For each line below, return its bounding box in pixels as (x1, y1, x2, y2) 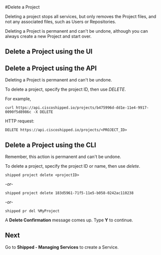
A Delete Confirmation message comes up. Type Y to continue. (5, 217, 133, 223)
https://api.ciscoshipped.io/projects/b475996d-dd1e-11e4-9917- (16, 105, 149, 110)
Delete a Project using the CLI (5, 141, 96, 149)
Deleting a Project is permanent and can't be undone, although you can (5, 28, 148, 34)
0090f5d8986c (5, 110, 32, 115)
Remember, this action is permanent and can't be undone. (5, 154, 122, 160)
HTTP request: (5, 118, 35, 124)
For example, (5, 96, 32, 102)
